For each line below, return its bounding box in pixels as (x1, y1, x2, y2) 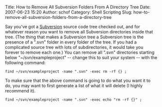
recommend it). (5, 88, 36, 93)
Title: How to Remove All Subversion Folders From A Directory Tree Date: (5, 4, 151, 10)
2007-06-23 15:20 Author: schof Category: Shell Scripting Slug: (5, 9, 132, 15)
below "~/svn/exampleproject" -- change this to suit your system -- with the (5, 55, 158, 60)
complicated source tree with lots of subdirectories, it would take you (5, 45, 144, 50)
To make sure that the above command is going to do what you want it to (5, 77, 151, 83)
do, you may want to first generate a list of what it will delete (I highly (5, 83, 143, 89)
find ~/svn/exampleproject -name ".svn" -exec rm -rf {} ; (5, 69, 127, 74)
